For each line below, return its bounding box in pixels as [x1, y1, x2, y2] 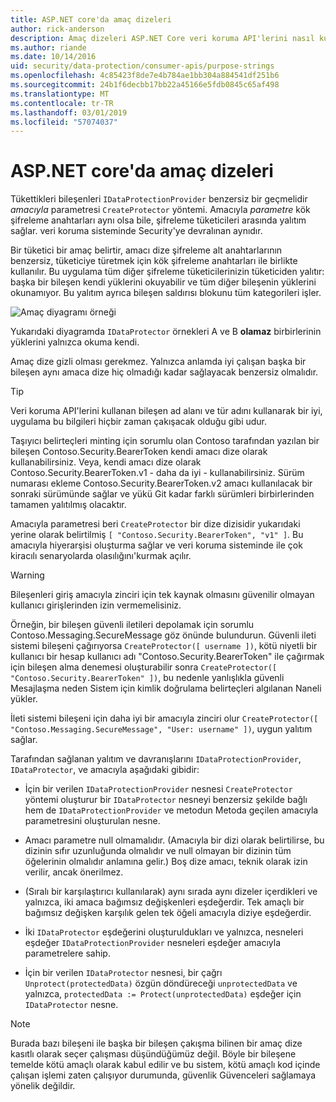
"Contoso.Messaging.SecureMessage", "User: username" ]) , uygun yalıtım [10, 723, 313, 735]
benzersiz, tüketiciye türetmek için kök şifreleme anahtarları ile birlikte [10, 255, 298, 267]
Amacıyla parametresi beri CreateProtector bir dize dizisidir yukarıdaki [10, 518, 301, 530]
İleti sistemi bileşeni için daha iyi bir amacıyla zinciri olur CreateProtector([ [10, 712, 319, 725]
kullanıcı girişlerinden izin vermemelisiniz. [10, 599, 182, 611]
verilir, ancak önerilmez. [24, 866, 124, 878]
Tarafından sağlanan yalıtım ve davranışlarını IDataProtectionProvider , [10, 753, 302, 765]
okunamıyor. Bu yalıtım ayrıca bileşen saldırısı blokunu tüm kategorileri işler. [10, 287, 322, 299]
